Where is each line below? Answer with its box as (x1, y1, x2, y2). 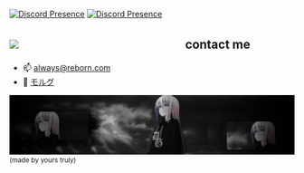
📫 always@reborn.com (22, 62, 111, 72)
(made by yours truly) (9, 156, 77, 165)
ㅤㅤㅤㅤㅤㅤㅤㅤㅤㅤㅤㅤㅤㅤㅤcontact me (21, 37, 251, 53)
